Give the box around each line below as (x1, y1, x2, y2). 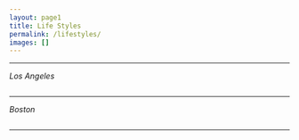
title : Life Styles (9, 21, 82, 30)
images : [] (9, 37, 50, 47)
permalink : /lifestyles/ (9, 29, 101, 38)
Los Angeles (9, 70, 55, 81)
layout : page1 (9, 12, 62, 22)
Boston (9, 104, 36, 115)
